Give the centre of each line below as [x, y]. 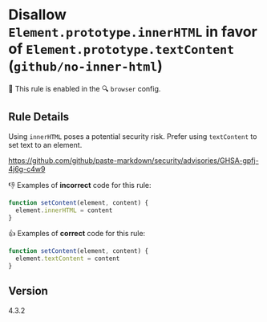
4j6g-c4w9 [27, 169]
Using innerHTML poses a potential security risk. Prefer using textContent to [133, 136]
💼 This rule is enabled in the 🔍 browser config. [85, 88]
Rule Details [39, 117]
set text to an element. [45, 145]
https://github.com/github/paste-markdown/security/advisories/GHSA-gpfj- [133, 160]
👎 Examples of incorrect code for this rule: [80, 185]
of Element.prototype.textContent [121, 49]
